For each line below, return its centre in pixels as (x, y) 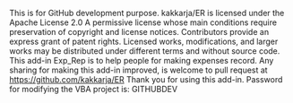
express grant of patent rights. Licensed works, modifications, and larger (144, 41)
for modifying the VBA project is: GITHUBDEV (93, 89)
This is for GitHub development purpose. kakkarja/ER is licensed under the (147, 13)
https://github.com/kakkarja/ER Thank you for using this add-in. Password (146, 79)
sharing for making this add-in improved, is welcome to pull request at (138, 70)
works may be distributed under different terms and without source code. (145, 51)
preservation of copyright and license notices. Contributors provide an (139, 32)
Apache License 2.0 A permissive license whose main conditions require (143, 22)
